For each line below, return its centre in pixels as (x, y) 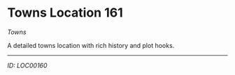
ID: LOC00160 (27, 65)
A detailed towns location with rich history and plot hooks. (91, 45)
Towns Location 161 (65, 13)
